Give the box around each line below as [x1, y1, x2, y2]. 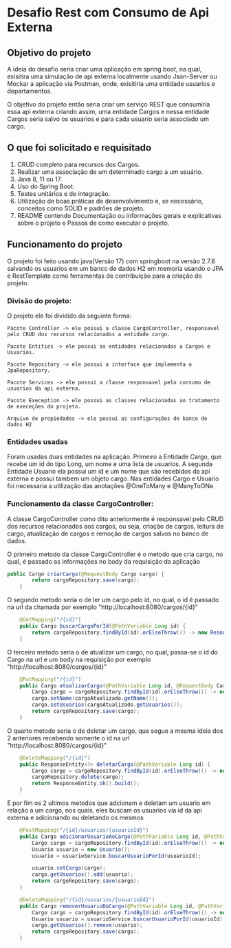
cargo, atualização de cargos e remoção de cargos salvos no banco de [7, 529, 209, 538]
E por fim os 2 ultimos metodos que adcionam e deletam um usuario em [7, 799, 211, 807]
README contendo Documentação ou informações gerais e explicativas [16, 211, 222, 219]
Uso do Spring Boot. [16, 182, 75, 190]
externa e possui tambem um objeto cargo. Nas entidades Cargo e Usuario [7, 474, 219, 483]
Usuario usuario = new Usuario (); [32, 846, 131, 853]
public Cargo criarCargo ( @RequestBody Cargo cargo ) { [7, 571, 165, 577]
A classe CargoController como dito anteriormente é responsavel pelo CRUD [7, 514, 224, 523]
